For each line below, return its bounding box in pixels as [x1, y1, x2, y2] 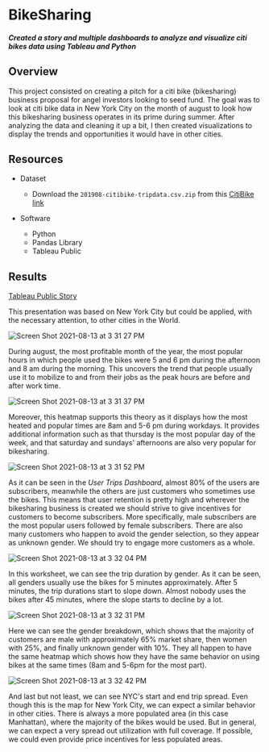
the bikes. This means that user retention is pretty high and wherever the [8, 495, 250, 505]
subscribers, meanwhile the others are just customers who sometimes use [8, 487, 256, 496]
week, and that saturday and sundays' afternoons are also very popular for [8, 438, 256, 448]
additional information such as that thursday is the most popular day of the [8, 429, 256, 439]
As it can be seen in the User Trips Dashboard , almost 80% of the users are [8, 478, 260, 487]
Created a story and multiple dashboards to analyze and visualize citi [8, 32, 247, 42]
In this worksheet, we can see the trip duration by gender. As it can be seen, [8, 569, 262, 579]
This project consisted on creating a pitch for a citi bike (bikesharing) [8, 86, 237, 96]
